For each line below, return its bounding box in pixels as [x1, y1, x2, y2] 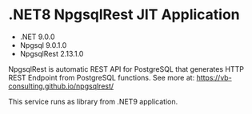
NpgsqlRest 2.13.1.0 [19, 49, 84, 58]
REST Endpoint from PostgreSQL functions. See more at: [8, 73, 195, 82]
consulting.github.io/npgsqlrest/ [8, 81, 114, 91]
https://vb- [196, 73, 232, 82]
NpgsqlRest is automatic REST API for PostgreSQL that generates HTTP [8, 64, 244, 73]
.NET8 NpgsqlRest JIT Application [8, 6, 240, 24]
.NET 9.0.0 [19, 32, 55, 41]
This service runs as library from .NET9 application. [8, 96, 178, 106]
